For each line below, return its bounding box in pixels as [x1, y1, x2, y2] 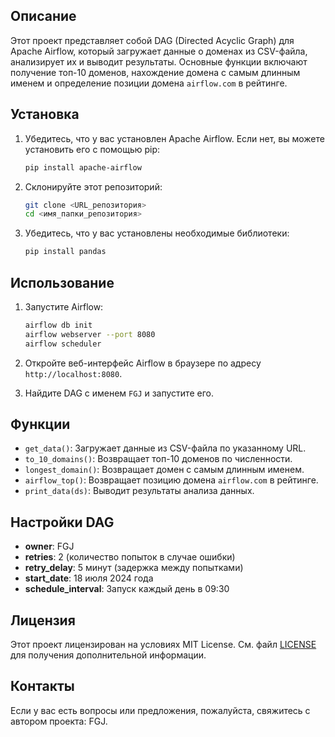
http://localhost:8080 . [24, 367, 123, 379]
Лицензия [10, 612, 76, 629]
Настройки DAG [10, 514, 115, 531]
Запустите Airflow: [24, 300, 104, 313]
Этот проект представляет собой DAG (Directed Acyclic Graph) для [10, 34, 295, 46]
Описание [10, 8, 77, 25]
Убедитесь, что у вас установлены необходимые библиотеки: [24, 227, 290, 239]
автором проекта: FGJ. [10, 715, 108, 727]
